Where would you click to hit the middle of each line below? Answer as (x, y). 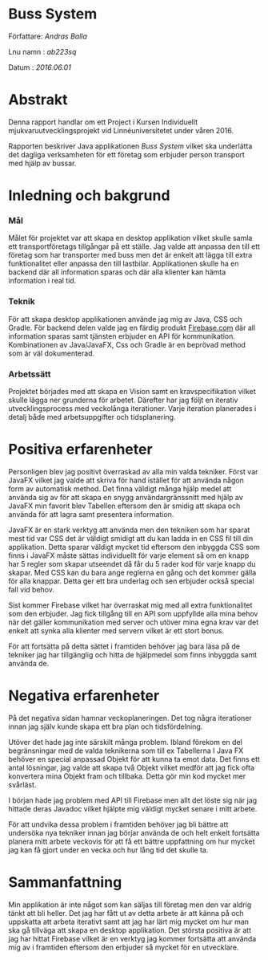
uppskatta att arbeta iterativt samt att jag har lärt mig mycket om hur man (129, 921)
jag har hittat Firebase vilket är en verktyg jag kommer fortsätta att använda (132, 938)
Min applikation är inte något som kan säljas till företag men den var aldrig (130, 905)
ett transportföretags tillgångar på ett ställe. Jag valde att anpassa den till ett (134, 246)
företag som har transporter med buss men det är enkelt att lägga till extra (130, 255)
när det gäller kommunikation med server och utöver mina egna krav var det (134, 622)
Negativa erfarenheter (84, 696)
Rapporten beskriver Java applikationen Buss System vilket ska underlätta (130, 146)
